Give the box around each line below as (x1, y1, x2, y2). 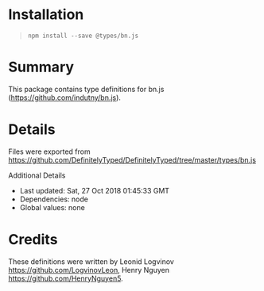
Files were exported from (8, 147, 91, 156)
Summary (8, 58, 74, 76)
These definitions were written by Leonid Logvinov (8, 256, 175, 266)
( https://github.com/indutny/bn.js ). (8, 93, 122, 102)
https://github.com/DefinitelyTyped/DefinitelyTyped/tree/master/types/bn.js (8, 155, 257, 164)
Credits (8, 231, 58, 248)
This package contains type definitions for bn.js (8, 84, 165, 94)
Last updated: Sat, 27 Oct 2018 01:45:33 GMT (19, 186, 169, 195)
